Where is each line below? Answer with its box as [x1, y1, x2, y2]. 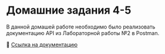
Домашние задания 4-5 [6, 4, 132, 17]
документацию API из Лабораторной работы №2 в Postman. [6, 29, 160, 36]
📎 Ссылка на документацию [6, 41, 78, 48]
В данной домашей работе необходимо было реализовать [6, 23, 156, 30]
